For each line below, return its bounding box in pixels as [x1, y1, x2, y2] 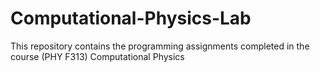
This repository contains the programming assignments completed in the [10, 40, 310, 52]
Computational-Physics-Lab [10, 7, 252, 30]
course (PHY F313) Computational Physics [10, 50, 185, 62]
